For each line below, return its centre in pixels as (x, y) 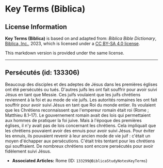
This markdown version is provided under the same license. (65, 53)
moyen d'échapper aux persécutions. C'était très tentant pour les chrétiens (80, 141)
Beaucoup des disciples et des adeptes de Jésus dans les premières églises (81, 84)
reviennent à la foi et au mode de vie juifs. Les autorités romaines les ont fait (81, 100)
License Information (36, 27)
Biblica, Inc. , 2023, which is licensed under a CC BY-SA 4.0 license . (73, 44)
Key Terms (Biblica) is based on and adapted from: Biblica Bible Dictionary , (81, 38)
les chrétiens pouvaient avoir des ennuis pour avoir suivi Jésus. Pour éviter (80, 130)
